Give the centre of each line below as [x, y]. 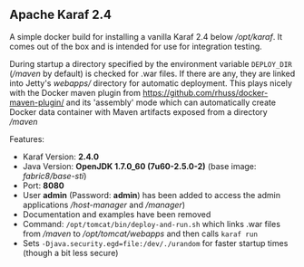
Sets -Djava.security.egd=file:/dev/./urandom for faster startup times [155, 243]
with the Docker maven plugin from [75, 92]
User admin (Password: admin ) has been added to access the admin [152, 195]
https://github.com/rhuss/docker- [205, 92]
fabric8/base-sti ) [54, 176]
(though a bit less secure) [70, 253]
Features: [27, 138]
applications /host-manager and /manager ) [104, 205]
